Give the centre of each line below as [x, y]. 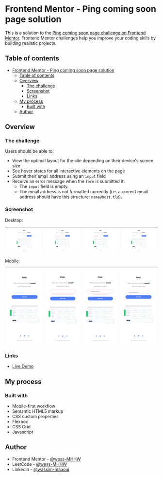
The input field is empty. [44, 186]
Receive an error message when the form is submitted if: [68, 182]
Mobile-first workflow [34, 406]
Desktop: [14, 220]
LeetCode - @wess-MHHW [39, 464]
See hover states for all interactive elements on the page [68, 171]
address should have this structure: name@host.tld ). [71, 197]
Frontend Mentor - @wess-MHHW [46, 459]
